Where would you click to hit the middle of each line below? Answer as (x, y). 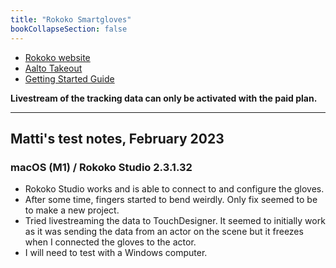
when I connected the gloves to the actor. (110, 242)
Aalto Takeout (53, 68)
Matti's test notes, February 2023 (117, 138)
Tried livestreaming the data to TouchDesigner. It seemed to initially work (175, 221)
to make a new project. (72, 210)
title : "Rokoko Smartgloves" (71, 19)
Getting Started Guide (69, 78)
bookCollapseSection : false (69, 29)
